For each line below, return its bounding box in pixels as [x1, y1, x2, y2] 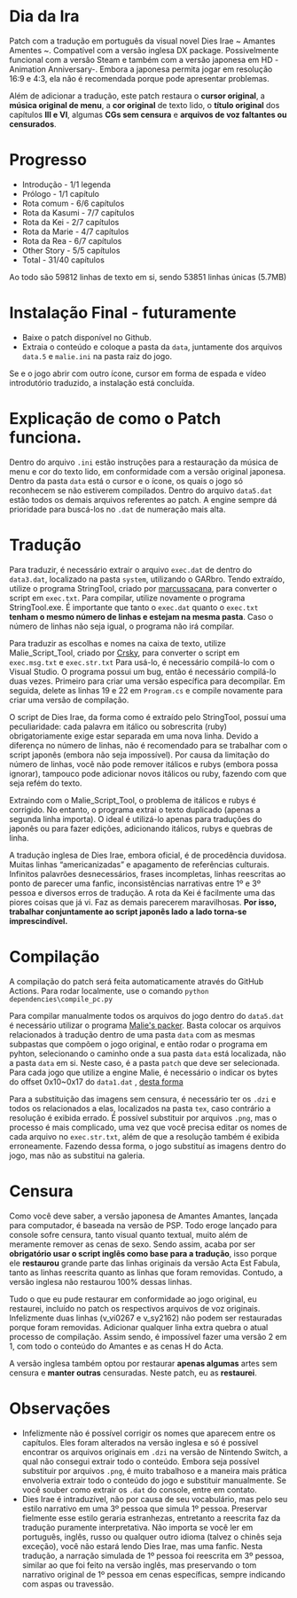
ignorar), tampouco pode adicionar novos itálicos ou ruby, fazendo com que [9, 768, 287, 779]
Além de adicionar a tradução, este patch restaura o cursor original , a [9, 90, 266, 101]
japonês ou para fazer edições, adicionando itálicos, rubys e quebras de [9, 823, 273, 834]
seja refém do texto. [9, 778, 82, 788]
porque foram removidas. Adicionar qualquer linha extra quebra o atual [9, 1321, 269, 1332]
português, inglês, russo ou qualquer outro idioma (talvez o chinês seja [21, 1531, 282, 1542]
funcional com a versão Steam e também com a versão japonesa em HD [9, 54, 273, 65]
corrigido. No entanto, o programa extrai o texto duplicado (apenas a [9, 804, 261, 815]
